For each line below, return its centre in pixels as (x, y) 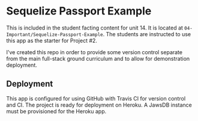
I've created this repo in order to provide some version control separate (94, 52)
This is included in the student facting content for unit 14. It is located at (94, 28)
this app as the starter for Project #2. (52, 40)
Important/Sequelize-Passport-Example (55, 34)
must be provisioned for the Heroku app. (56, 111)
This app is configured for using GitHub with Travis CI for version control (96, 98)
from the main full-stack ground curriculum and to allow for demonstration (98, 58)
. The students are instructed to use (147, 34)
